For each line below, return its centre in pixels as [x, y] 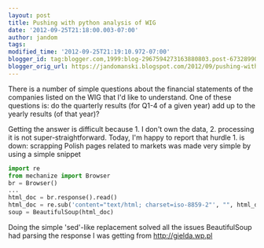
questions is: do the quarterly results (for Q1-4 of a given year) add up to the [132, 105]
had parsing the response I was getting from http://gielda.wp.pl [110, 235]
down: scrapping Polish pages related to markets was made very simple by [130, 145]
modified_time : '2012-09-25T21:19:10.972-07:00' [89, 52]
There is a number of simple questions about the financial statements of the [131, 89]
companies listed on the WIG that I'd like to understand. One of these [120, 97]
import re [24, 168]
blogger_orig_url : [38, 67]
